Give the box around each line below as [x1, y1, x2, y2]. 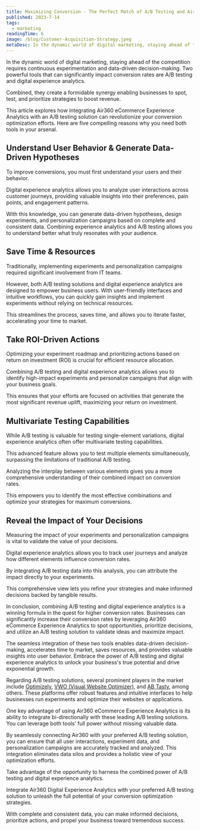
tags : [6, 20, 20, 26]
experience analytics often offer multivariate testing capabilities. [6, 438, 164, 445]
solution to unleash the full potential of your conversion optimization [6, 792, 173, 800]
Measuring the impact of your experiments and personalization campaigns [6, 531, 189, 538]
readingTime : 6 [6, 31, 44, 37]
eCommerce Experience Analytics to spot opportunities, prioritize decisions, [6, 621, 193, 629]
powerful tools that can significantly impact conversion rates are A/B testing [6, 71, 193, 78]
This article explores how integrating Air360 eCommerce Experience [6, 107, 174, 114]
